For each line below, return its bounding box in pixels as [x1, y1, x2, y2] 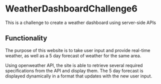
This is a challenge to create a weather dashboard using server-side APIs [5, 19, 156, 25]
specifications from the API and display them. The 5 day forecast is [5, 67, 143, 73]
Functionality [5, 34, 47, 42]
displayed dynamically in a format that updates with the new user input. [5, 73, 152, 79]
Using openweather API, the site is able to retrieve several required [5, 62, 143, 68]
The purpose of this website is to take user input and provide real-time [5, 47, 150, 53]
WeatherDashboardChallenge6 [5, 3, 137, 14]
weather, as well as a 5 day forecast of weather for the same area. [5, 52, 141, 58]
